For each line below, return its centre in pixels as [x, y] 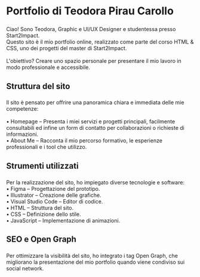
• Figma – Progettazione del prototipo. [53, 188]
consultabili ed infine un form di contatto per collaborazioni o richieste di [96, 128]
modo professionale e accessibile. [48, 68]
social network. [25, 269]
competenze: [22, 109]
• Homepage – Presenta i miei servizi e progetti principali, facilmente [91, 121]
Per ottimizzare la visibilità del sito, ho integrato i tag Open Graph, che [92, 256]
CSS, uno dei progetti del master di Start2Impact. [67, 48]
